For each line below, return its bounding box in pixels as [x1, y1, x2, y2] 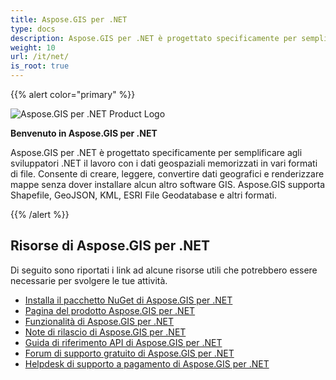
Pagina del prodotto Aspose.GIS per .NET [24, 304, 196, 316]
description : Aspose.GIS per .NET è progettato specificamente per [10, 33, 298, 43]
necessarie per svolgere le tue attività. [10, 274, 168, 286]
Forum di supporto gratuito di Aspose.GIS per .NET [24, 347, 235, 359]
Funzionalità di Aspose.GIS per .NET [24, 315, 175, 327]
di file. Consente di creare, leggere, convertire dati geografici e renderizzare [10, 168, 325, 180]
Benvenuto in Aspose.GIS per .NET [10, 127, 158, 139]
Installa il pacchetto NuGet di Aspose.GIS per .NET [24, 294, 233, 306]
